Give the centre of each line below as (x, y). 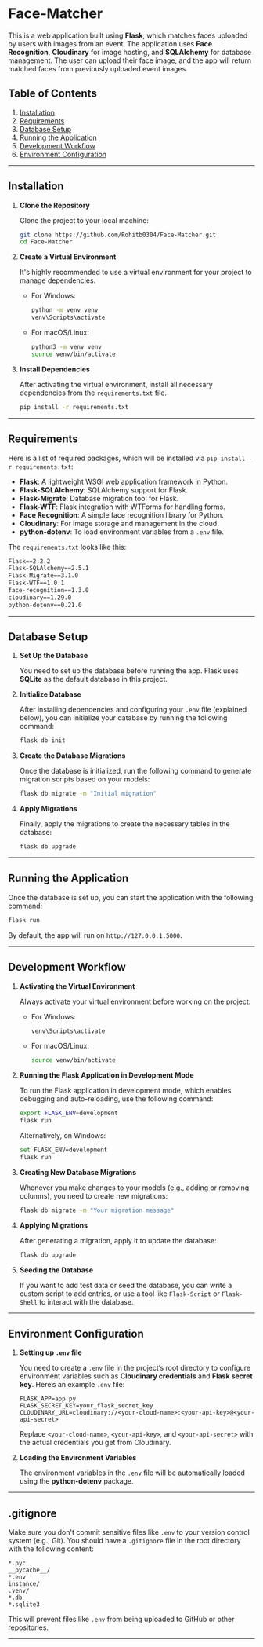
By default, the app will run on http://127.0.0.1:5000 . (95, 935)
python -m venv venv (65, 310)
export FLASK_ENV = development (69, 1113)
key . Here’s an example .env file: (72, 1385)
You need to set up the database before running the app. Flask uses (129, 671)
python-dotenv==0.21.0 (45, 605)
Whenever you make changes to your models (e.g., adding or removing (134, 1188)
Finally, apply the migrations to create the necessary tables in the (124, 824)
